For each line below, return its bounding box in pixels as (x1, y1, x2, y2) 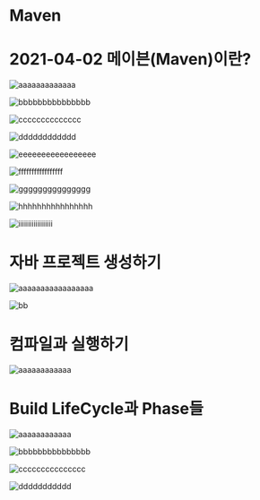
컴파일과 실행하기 (9, 334, 129, 355)
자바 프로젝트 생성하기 (9, 253, 161, 273)
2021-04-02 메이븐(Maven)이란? (9, 49, 252, 70)
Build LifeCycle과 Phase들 (9, 399, 204, 419)
